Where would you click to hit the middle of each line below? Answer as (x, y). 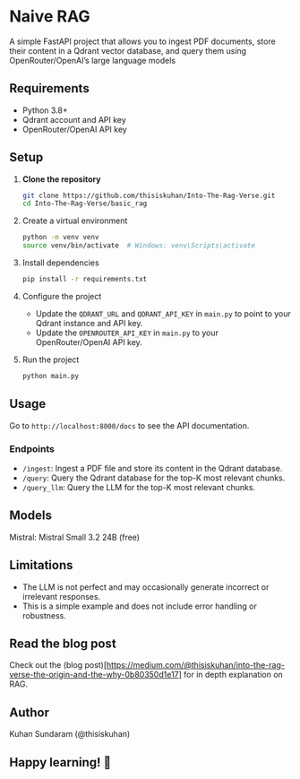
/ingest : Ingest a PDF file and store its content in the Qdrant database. (152, 468)
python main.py (51, 376)
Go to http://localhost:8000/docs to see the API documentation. (129, 425)
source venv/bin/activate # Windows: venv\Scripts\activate (139, 246)
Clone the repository (61, 179)
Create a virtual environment (75, 221)
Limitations (41, 565)
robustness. (44, 615)
